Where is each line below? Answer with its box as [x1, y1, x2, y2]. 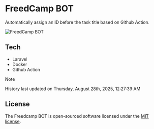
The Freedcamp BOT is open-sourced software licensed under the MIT [5, 113, 149, 119]
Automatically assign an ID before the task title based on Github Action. [5, 19, 150, 25]
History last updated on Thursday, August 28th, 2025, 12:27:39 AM [5, 86, 141, 92]
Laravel [12, 56, 28, 62]
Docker [12, 61, 28, 67]
